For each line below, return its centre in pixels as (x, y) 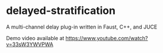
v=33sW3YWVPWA (30, 44)
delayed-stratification (61, 11)
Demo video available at (35, 38)
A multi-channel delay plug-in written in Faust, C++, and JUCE (82, 27)
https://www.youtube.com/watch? (107, 38)
